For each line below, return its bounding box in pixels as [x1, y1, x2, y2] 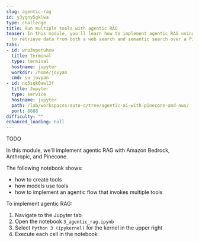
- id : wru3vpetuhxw [6, 47, 54, 53]
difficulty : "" [6, 113, 44, 119]
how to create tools [14, 176, 62, 183]
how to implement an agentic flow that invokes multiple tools [14, 189, 163, 196]
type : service [11, 91, 46, 97]
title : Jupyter [11, 86, 49, 92]
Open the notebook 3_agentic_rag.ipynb [14, 218, 114, 225]
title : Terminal [11, 53, 52, 59]
